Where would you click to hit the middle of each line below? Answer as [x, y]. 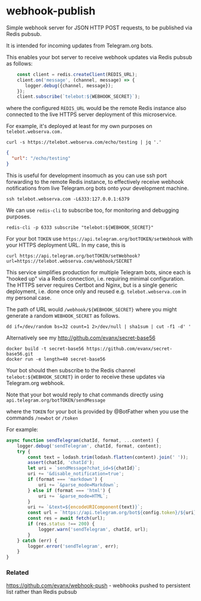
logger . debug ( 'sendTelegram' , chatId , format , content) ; [89, 446]
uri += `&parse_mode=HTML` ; [73, 496]
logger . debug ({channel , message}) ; [69, 86]
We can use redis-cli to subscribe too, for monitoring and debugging [93, 210]
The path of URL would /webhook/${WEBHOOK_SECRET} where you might [92, 309]
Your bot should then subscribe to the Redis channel [71, 370]
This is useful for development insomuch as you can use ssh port [87, 175]
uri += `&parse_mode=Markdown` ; [78, 485]
